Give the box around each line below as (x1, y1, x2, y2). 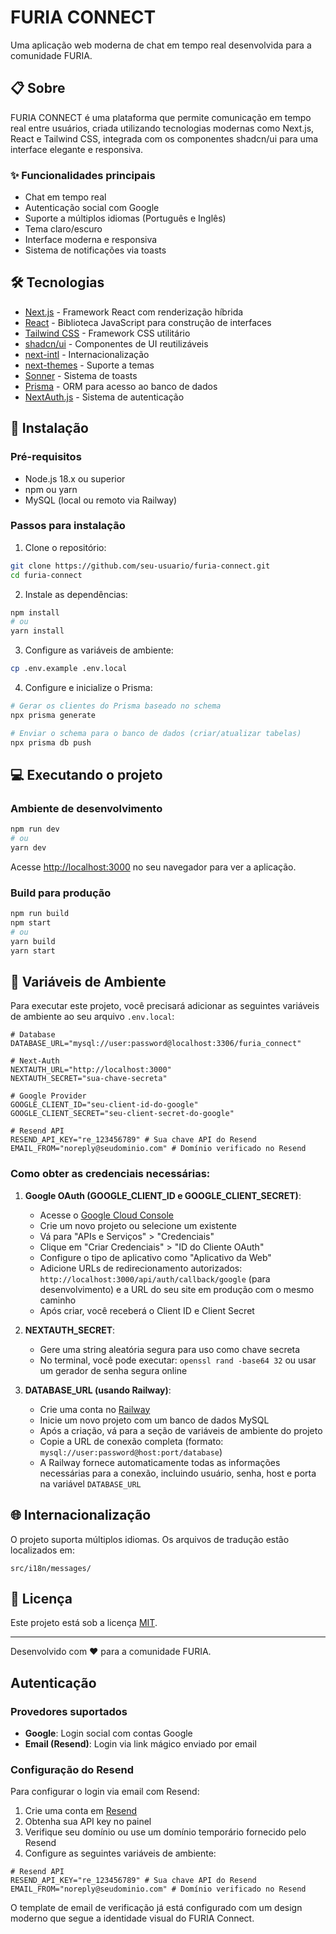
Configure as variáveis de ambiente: (24, 644, 174, 656)
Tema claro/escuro (24, 223, 103, 235)
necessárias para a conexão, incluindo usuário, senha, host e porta (39, 1467, 317, 1479)
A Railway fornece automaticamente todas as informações (39, 1456, 281, 1468)
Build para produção (10, 886, 112, 900)
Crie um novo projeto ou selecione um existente (39, 1219, 237, 1231)
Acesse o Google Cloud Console (39, 1209, 174, 1221)
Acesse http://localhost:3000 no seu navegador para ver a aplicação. (10, 861, 297, 873)
